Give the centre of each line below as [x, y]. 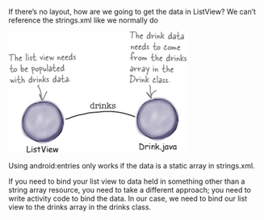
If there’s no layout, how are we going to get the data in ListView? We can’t [132, 12]
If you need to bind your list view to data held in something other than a [127, 181]
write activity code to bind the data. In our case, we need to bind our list [128, 198]
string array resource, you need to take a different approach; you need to [130, 190]
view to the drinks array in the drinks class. [80, 207]
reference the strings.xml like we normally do [84, 20]
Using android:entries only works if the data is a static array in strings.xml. [132, 166]
